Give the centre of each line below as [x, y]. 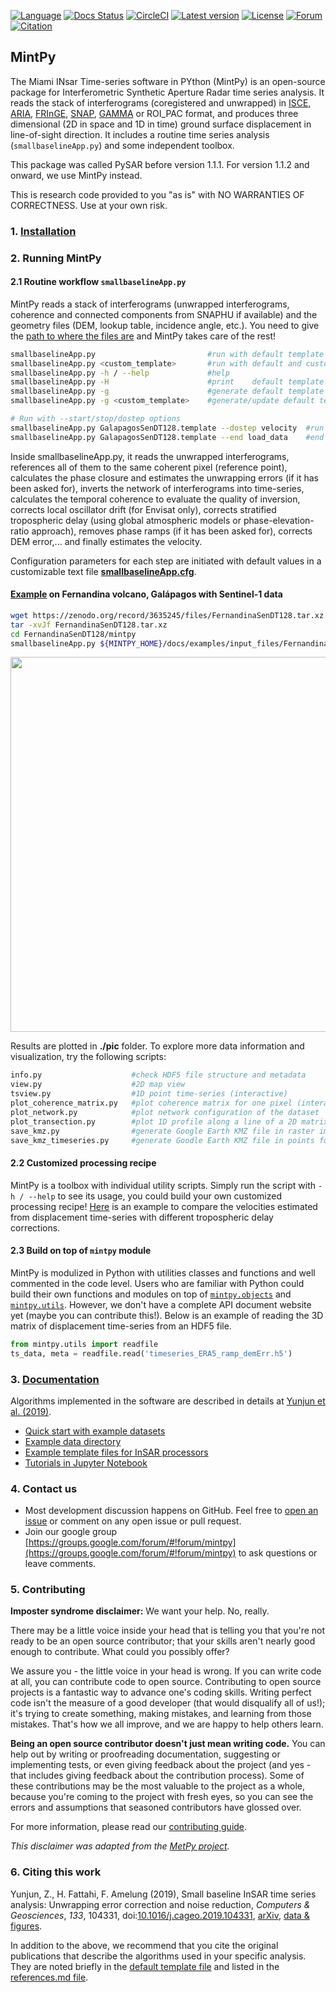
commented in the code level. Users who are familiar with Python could [157, 1283]
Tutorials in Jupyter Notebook [86, 1462]
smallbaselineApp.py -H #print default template [167, 382]
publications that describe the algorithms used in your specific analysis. [158, 1956]
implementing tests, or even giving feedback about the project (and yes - [161, 1765]
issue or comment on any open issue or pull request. [133, 1521]
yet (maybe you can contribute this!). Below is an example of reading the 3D [167, 1315]
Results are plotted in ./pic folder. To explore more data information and [157, 1046]
